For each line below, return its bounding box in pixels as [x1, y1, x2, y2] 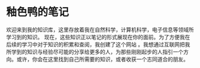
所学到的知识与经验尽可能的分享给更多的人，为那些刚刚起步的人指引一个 [6, 48, 183, 55]
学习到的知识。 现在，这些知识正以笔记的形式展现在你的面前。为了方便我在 [6, 33, 190, 40]
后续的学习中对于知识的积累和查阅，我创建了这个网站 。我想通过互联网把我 [6, 41, 190, 48]
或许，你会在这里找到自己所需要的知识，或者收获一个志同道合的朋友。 [16, 56, 189, 63]
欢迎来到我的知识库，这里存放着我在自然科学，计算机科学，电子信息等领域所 [6, 26, 194, 33]
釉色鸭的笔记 [6, 5, 70, 19]
